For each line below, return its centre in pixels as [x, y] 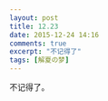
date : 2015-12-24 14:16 [54, 35]
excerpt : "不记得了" [45, 52]
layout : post [34, 18]
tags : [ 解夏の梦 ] [39, 60]
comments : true [38, 43]
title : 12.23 [34, 26]
